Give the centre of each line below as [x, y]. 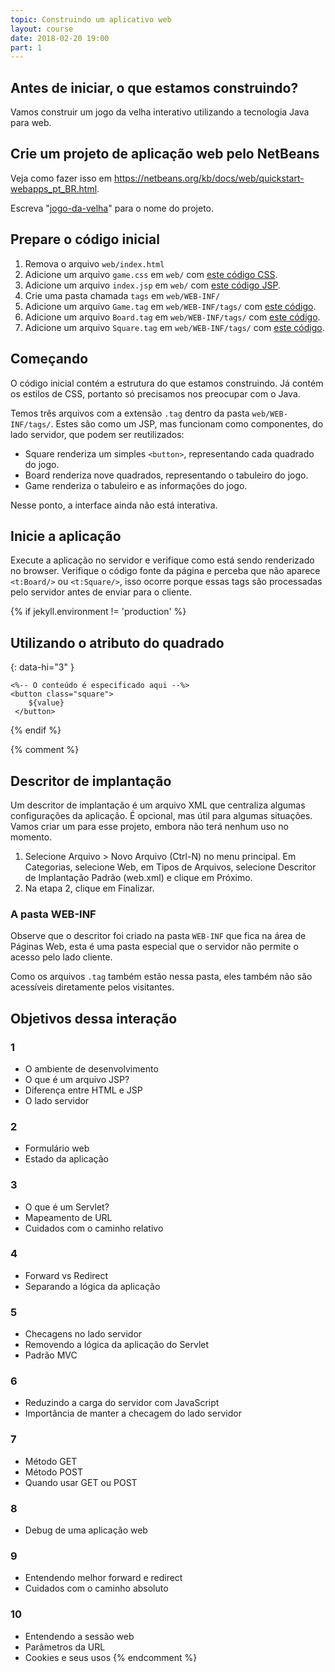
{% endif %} [36, 730]
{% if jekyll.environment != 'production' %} [98, 612]
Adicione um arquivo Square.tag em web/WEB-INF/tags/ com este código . [174, 327]
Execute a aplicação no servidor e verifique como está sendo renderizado [162, 560]
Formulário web [57, 1148]
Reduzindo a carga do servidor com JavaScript [122, 1403]
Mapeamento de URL [68, 1217]
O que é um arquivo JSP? [77, 1079]
